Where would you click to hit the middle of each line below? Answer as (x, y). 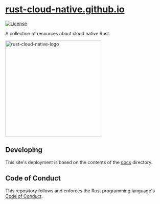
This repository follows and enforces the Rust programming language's (80, 191)
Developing (24, 150)
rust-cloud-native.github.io (65, 9)
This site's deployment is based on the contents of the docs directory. (79, 162)
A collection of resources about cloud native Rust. (58, 33)
